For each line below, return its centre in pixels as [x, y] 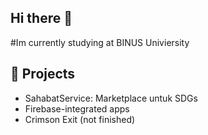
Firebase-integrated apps [77, 108]
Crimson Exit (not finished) [80, 119]
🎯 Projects [43, 74]
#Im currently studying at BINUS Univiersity [100, 42]
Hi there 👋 [41, 18]
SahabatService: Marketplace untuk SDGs [111, 98]
